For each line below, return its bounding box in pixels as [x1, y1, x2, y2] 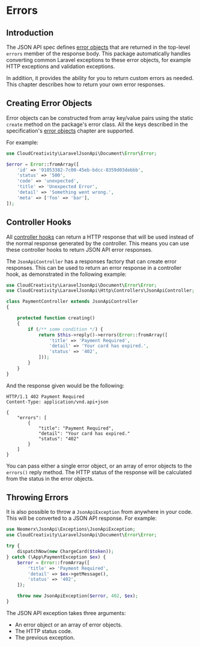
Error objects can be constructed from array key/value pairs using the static [6, 114, 193, 121]
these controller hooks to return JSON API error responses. [6, 246, 153, 253]
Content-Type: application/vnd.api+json [6, 399, 109, 405]
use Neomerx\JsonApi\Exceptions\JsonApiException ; [6, 527, 136, 533]
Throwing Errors [6, 492, 69, 503]
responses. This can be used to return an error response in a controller [6, 264, 182, 271]
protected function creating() [17, 315, 95, 321]
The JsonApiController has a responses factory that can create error [6, 257, 177, 265]
